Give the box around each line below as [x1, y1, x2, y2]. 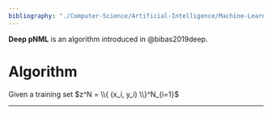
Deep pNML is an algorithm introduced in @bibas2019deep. [8, 34, 208, 44]
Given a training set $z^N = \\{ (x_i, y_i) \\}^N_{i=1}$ [8, 89, 180, 99]
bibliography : [8, 11, 57, 20]
